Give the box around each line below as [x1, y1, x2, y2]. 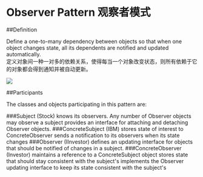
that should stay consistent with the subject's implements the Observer [6, 157, 184, 164]
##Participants [6, 88, 44, 96]
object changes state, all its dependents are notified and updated [6, 44, 169, 52]
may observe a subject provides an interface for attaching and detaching [6, 119, 188, 126]
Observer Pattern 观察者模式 [6, 5, 151, 19]
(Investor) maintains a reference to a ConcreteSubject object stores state [6, 151, 188, 158]
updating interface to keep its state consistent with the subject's [6, 164, 167, 171]
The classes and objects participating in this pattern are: [6, 101, 147, 108]
